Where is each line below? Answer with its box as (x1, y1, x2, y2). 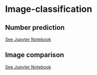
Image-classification (5, 3, 93, 15)
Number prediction (5, 23, 65, 32)
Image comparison (5, 51, 64, 59)
